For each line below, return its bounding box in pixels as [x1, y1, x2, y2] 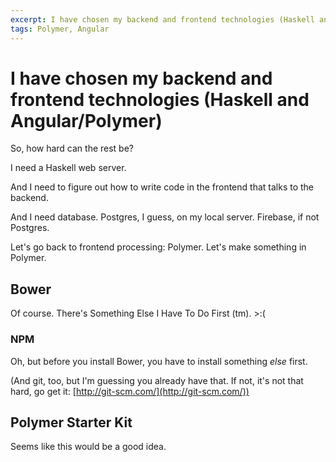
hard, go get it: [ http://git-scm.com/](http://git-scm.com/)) [10, 385, 250, 397]
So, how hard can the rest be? [10, 142, 135, 155]
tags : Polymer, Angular [10, 24, 110, 34]
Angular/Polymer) [10, 109, 163, 132]
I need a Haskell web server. [10, 162, 127, 174]
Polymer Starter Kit [10, 414, 133, 431]
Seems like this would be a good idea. [10, 441, 167, 453]
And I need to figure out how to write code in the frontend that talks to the [10, 181, 315, 193]
